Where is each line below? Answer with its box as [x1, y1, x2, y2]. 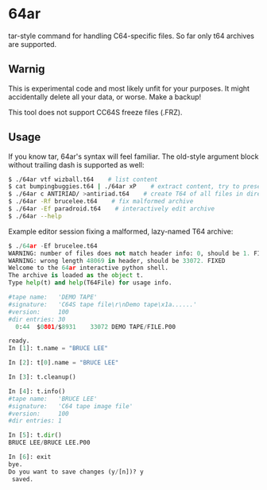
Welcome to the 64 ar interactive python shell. [8, 264, 169, 272]
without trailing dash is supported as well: [8, 160, 145, 169]
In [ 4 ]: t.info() [8, 387, 66, 395]
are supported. [8, 39, 57, 48]
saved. [11, 475, 34, 483]
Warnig [8, 63, 45, 76]
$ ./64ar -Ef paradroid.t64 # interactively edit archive [8, 205, 215, 213]
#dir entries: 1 [8, 417, 62, 425]
